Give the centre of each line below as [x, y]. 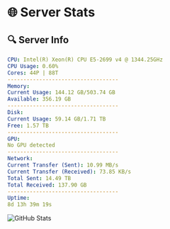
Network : [20, 159]
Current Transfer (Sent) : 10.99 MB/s [63, 165]
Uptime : [19, 198]
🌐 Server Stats [51, 12]
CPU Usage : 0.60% [33, 66]
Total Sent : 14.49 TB [39, 178]
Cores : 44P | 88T [33, 73]
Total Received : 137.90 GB [47, 185]
